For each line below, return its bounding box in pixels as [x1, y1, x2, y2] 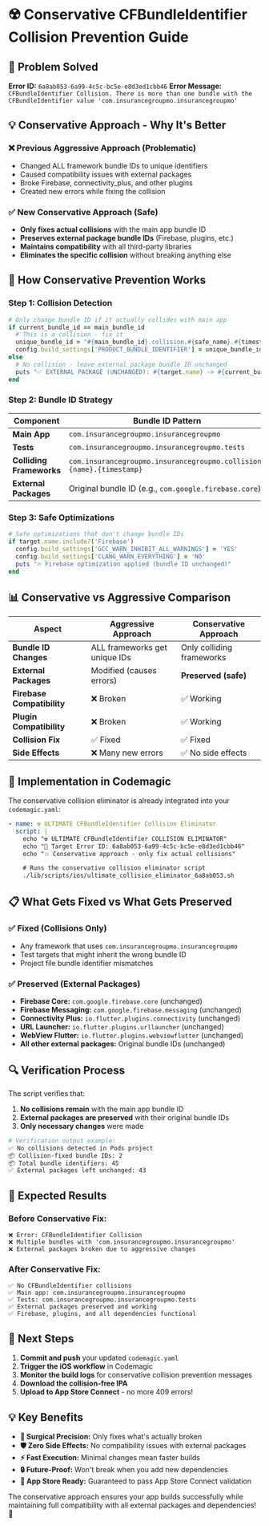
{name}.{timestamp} [68, 465, 143, 473]
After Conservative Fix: [8, 1264, 101, 1275]
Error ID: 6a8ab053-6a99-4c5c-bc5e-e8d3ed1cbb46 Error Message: [8, 81, 222, 91]
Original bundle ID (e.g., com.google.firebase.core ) [68, 482, 262, 493]
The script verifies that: [8, 1088, 86, 1098]
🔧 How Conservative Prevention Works [8, 274, 207, 287]
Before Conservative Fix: [8, 1212, 107, 1224]
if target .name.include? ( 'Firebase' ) [8, 538, 134, 546]
